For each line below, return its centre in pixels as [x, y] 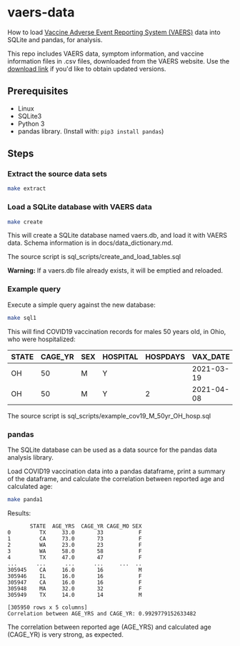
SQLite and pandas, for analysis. [55, 39]
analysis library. [30, 457]
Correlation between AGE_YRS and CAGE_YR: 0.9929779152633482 [102, 614]
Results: [19, 513]
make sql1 [22, 318]
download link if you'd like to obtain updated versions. [87, 69]
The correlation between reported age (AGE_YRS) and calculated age [110, 627]
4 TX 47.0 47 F [75, 557]
